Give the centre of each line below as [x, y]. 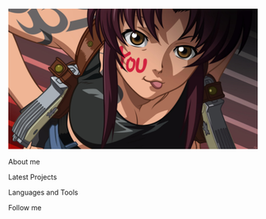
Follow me [25, 207]
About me [24, 161]
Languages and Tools [44, 192]
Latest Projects [33, 177]
